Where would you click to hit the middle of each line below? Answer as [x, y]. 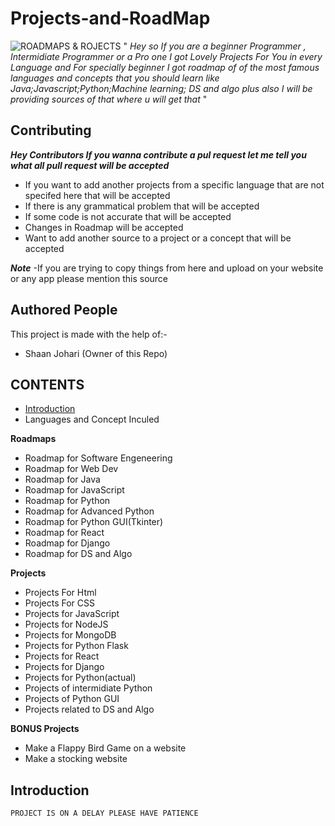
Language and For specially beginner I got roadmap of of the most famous [165, 67]
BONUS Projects [45, 729]
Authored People [64, 310]
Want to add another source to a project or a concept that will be [158, 238]
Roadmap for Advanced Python [89, 511]
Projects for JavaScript [72, 614]
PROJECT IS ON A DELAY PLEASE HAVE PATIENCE [104, 813]
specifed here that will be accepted [97, 195]
